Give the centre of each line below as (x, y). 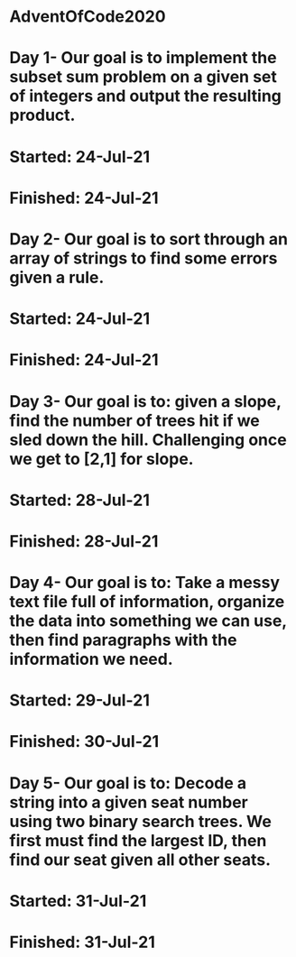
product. (42, 115)
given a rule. (57, 277)
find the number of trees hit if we (134, 420)
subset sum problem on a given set (143, 77)
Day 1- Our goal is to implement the (143, 58)
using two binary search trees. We (141, 821)
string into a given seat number (129, 802)
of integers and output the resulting (146, 96)
